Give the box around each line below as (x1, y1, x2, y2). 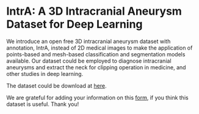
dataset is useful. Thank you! (6, 100, 79, 108)
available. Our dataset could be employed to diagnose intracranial (6, 57, 172, 64)
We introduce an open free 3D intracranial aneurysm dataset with (6, 37, 171, 45)
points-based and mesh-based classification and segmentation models (6, 50, 186, 58)
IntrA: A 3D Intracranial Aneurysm (6, 4, 182, 18)
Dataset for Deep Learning (6, 17, 143, 31)
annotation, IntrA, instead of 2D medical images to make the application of (6, 44, 193, 51)
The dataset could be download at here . (6, 82, 107, 89)
